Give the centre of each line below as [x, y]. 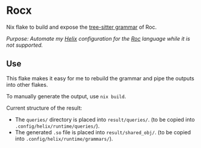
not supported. [25, 45]
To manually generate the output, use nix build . [66, 96]
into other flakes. [27, 84]
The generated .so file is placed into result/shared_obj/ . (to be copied [103, 132]
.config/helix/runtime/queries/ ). [57, 126]
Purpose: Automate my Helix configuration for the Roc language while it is [98, 38]
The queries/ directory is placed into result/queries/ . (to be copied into [105, 119]
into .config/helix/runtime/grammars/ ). [64, 138]
